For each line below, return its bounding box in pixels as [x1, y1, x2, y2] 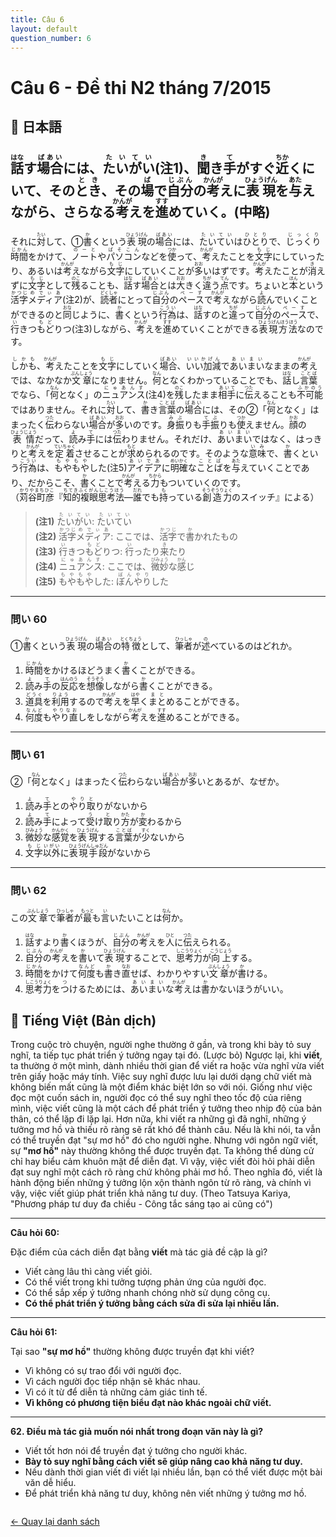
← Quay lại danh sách [10, 1516, 100, 1528]
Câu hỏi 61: [10, 1326, 58, 1338]
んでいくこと [265, 293, 319, 305]
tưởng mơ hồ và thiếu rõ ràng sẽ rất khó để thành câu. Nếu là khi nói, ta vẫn [10, 1124, 321, 1136]
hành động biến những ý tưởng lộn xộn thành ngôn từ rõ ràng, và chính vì [10, 1177, 312, 1189]
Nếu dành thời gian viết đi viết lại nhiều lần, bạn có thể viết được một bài [24, 1466, 323, 1478]
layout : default [10, 24, 78, 34]
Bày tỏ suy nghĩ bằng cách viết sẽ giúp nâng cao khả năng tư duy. [24, 1456, 303, 1468]
